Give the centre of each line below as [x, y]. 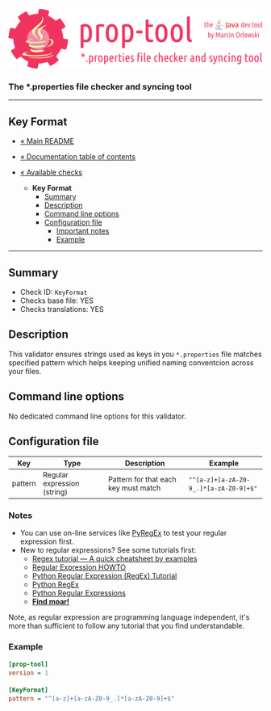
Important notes [83, 231]
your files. [25, 371]
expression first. [47, 541]
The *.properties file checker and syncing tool [100, 87]
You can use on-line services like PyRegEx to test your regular [123, 533]
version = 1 [28, 673]
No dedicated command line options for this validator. [98, 416]
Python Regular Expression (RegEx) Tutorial [104, 576]
